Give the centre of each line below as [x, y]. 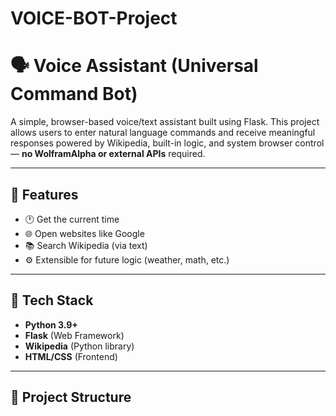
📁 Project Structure [71, 397]
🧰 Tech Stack [52, 300]
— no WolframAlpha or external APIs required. [108, 154]
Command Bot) [74, 94]
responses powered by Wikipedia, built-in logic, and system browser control [167, 143]
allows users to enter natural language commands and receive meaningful [163, 133]
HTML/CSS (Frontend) [71, 356]
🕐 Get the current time [72, 219]
